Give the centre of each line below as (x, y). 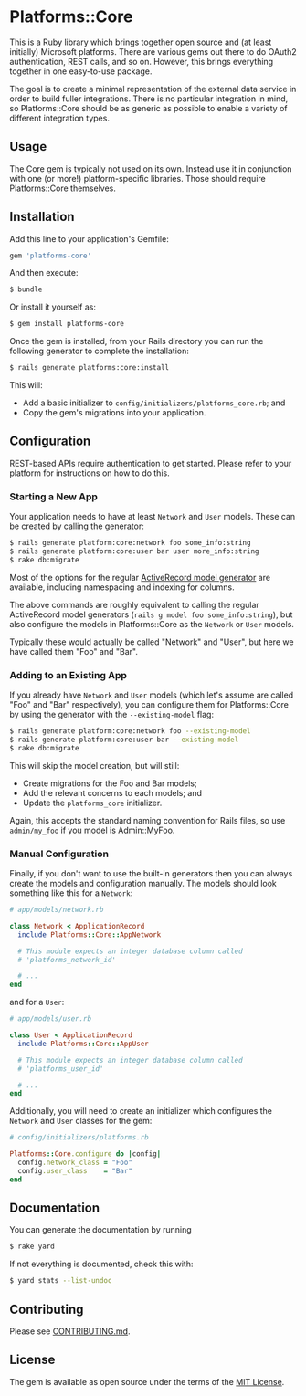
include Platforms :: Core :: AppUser (83, 1044)
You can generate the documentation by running (100, 1230)
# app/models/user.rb (51, 1019)
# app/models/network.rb (57, 910)
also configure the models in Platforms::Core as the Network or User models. (152, 624)
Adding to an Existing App (69, 675)
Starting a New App (54, 497)
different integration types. (59, 118)
